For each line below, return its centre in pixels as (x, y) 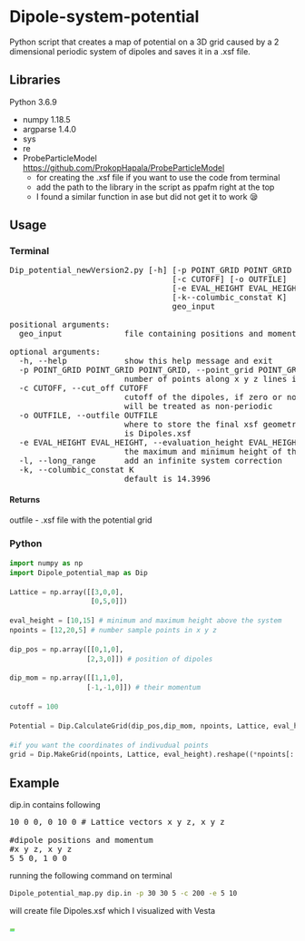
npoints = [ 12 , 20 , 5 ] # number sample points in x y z (113, 631)
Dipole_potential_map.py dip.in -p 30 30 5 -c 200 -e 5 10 (123, 894)
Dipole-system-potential (104, 17)
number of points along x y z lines (206, 379)
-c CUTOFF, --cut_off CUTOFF (84, 388)
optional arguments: (55, 352)
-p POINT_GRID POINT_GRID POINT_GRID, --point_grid (136, 370)
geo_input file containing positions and (141, 334)
